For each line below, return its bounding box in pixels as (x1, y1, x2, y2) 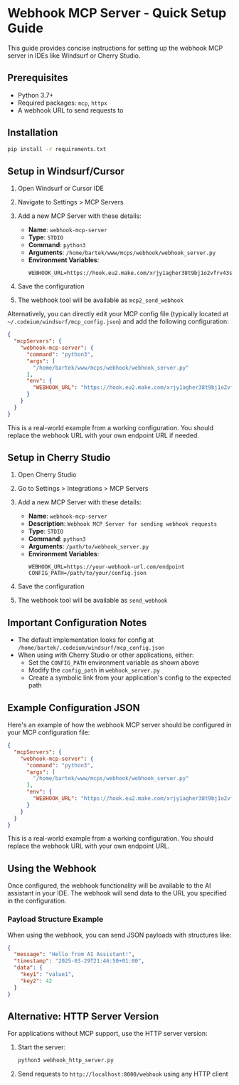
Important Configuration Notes (7, 616, 147, 628)
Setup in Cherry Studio (7, 452, 111, 464)
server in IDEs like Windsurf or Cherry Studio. (7, 51, 141, 60)
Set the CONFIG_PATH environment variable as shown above (28, 658, 199, 667)
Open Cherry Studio (17, 470, 77, 479)
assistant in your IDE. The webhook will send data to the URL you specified (7, 889, 227, 898)
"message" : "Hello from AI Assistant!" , (14, 951, 135, 958)
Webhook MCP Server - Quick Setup (7, 5, 227, 21)
